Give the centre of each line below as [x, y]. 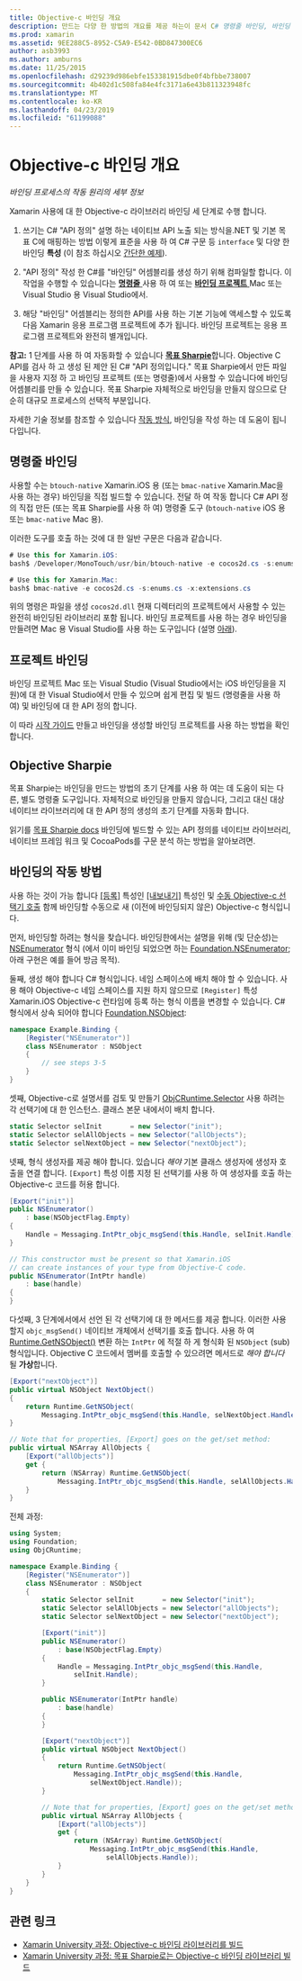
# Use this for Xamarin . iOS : [64, 555]
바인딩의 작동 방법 [56, 872]
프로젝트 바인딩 [49, 660]
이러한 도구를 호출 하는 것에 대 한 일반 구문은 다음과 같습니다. [116, 538]
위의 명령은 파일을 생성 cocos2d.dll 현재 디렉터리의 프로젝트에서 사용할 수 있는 [147, 606]
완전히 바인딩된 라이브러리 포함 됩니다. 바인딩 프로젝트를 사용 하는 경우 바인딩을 [148, 618]
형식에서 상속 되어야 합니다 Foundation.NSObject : [98, 1012]
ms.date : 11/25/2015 [48, 68]
